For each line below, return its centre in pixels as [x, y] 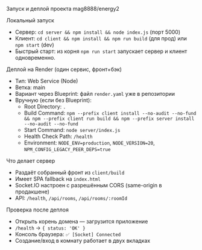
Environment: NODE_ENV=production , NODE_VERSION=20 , [89, 143]
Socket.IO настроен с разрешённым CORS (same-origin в [88, 185]
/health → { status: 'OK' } [50, 228]
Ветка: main [30, 87]
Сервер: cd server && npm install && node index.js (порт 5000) [98, 32]
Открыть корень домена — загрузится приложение [81, 221]
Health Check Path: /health [58, 136]
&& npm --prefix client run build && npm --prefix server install [109, 119]
